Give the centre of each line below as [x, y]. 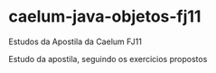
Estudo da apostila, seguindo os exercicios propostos [108, 59]
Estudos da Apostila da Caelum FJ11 [75, 41]
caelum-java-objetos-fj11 [105, 17]
